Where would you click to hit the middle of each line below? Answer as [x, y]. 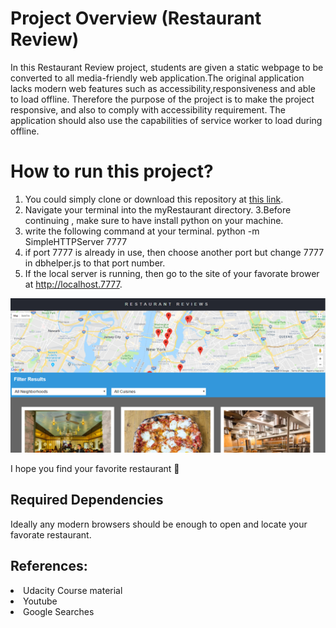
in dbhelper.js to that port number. [95, 263]
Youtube [40, 601]
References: [49, 566]
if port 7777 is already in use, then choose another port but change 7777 [174, 252]
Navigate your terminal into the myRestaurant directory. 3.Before [158, 209]
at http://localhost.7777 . [73, 284]
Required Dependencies [87, 500]
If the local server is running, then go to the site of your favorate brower [172, 273]
